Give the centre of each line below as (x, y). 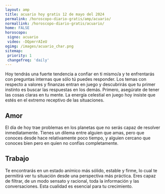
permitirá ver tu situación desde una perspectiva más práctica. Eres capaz (81, 176)
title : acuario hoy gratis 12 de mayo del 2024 (55, 14)
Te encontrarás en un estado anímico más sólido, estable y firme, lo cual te (81, 170)
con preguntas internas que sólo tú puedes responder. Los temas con (76, 79)
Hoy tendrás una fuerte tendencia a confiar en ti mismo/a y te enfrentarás (80, 74)
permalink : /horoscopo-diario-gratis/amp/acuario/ (58, 19)
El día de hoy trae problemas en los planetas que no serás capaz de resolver (83, 128)
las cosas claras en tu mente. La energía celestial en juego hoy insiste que (80, 95)
